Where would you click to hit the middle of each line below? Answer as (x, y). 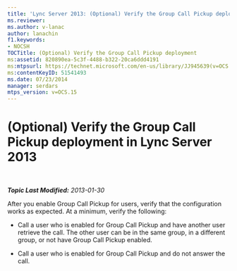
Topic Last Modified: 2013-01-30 (56, 190)
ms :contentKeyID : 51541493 (47, 73)
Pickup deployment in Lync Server (110, 142)
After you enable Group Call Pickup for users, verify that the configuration (115, 204)
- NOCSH (19, 46)
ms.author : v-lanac (36, 27)
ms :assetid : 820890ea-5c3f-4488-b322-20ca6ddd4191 (83, 60)
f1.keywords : (26, 40)
